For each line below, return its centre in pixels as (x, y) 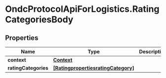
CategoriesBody (39, 19)
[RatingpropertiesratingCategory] (94, 68)
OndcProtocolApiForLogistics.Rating (82, 9)
